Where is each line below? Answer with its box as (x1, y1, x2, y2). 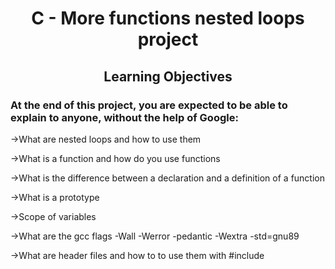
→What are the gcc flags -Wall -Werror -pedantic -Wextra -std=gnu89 (10, 230, 300, 242)
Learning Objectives (103, 68, 233, 85)
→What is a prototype (10, 191, 100, 203)
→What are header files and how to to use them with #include (10, 249, 265, 261)
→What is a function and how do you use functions (10, 152, 221, 164)
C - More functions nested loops (31, 7, 305, 30)
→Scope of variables (10, 210, 97, 222)
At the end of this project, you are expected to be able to (10, 98, 288, 112)
